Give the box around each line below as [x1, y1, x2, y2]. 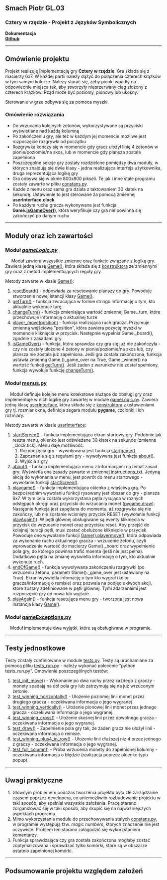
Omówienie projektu [5, 55, 70, 63]
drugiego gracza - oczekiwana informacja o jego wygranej [12, 699, 132, 704]
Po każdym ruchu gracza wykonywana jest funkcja [12, 202, 117, 208]
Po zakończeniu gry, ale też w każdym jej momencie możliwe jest [12, 133, 147, 139]
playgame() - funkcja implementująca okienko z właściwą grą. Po [12, 485, 146, 491]
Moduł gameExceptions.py [5, 613, 72, 620]
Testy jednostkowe [5, 644, 66, 653]
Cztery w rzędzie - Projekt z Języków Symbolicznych [5, 19, 137, 26]
